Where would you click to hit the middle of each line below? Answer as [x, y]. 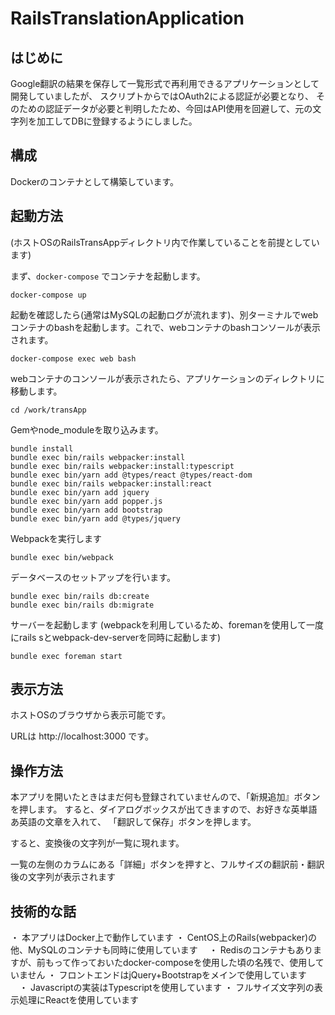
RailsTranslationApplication [127, 18]
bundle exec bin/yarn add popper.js [86, 501]
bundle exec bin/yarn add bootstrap [86, 510]
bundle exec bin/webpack [62, 557]
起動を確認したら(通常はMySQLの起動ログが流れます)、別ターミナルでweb [164, 314]
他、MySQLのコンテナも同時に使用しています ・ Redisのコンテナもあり [161, 950]
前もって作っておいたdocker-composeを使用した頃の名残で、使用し [176, 963]
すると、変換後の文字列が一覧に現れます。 [97, 843]
